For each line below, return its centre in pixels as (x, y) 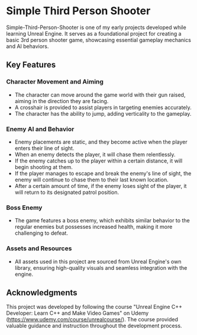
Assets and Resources (39, 248)
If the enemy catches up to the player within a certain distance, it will (98, 161)
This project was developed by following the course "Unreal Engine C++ (94, 307)
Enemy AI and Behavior (40, 129)
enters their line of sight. (44, 148)
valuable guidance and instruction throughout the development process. (94, 326)
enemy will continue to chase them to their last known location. (91, 180)
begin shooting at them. (43, 167)
